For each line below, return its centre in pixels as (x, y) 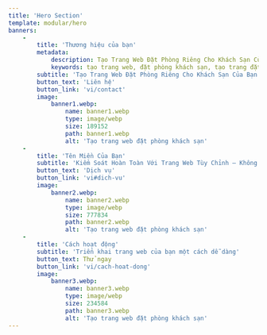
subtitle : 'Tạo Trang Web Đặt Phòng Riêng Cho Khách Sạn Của (140, 75)
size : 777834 (87, 215)
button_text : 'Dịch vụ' (76, 171)
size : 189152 (87, 126)
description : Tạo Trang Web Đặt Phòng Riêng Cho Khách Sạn (150, 60)
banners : (23, 30)
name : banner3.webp (97, 289)
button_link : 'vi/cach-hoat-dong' (94, 267)
